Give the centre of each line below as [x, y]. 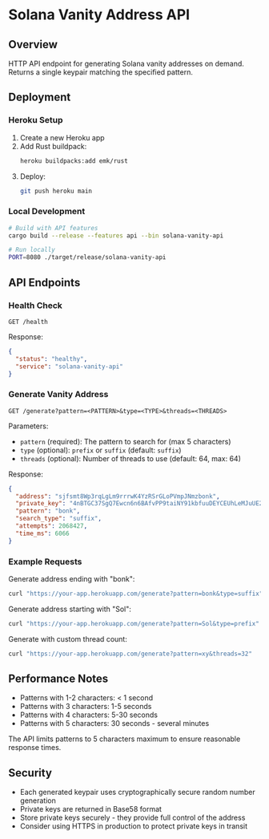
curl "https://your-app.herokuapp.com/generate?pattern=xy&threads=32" [130, 654]
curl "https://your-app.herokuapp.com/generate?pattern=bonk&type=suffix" [136, 594]
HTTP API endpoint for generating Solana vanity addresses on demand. [126, 63]
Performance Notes [58, 679]
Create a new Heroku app [62, 137]
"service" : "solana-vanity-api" [70, 367]
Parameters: [28, 426]
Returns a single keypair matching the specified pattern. [101, 72]
